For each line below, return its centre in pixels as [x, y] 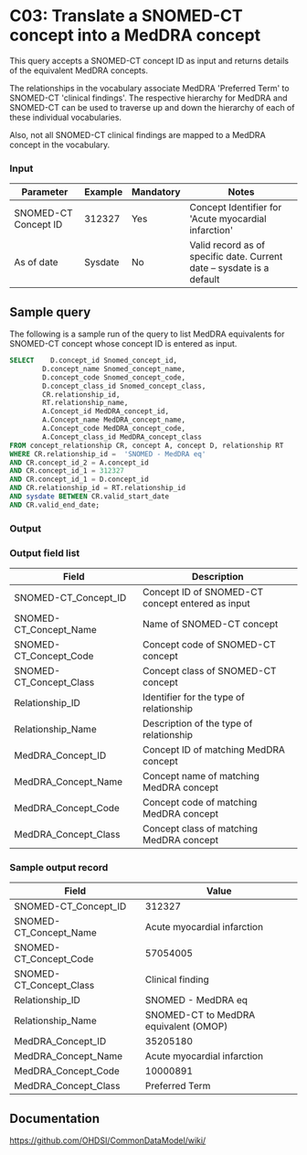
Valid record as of [228, 245]
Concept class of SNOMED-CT [209, 671]
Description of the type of [197, 723]
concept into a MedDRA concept [135, 35]
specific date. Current [236, 257]
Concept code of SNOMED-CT [209, 645]
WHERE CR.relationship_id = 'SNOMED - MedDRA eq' [108, 454]
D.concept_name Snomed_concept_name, [114, 369]
